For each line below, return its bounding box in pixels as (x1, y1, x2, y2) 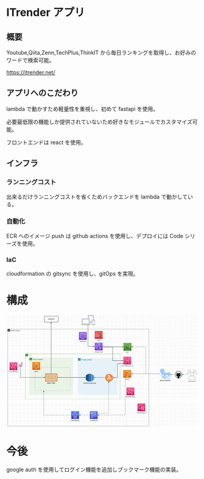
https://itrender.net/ (6, 69, 56, 76)
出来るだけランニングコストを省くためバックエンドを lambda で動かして (6, 193, 188, 200)
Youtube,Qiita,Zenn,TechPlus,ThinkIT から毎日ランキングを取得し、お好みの (6, 49, 197, 56)
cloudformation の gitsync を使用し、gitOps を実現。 (6, 270, 139, 278)
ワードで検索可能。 (6, 57, 55, 64)
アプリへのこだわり (6, 88, 79, 98)
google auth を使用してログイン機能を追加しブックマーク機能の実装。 (6, 466, 181, 473)
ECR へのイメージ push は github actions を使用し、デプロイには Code (6, 232, 184, 239)
